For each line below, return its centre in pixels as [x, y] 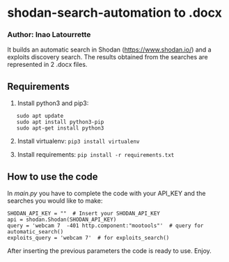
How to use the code [53, 177]
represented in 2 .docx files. [47, 65]
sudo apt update [40, 116]
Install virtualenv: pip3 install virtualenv [79, 141]
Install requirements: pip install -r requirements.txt [96, 155]
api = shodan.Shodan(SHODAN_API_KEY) [62, 220]
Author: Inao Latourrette [49, 35]
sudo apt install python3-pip [60, 122]
